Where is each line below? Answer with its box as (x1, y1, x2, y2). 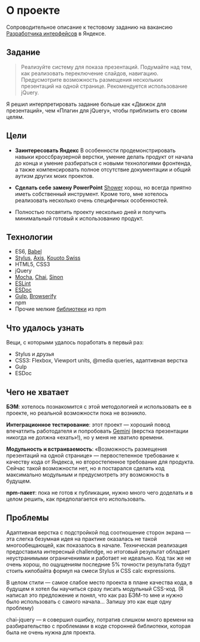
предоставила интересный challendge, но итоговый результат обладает (6, 548, 190, 555)
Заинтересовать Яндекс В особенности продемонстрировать (14, 147, 175, 154)
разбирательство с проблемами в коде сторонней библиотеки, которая (6, 622, 191, 629)
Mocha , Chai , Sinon (14, 274, 64, 281)
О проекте (6, 4, 60, 17)
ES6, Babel (14, 248, 42, 255)
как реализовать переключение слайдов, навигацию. (20, 70, 159, 77)
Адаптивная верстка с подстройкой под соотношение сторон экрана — (6, 528, 191, 536)
